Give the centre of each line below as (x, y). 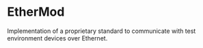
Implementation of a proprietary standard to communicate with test (101, 31)
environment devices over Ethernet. (57, 38)
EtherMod (36, 12)
